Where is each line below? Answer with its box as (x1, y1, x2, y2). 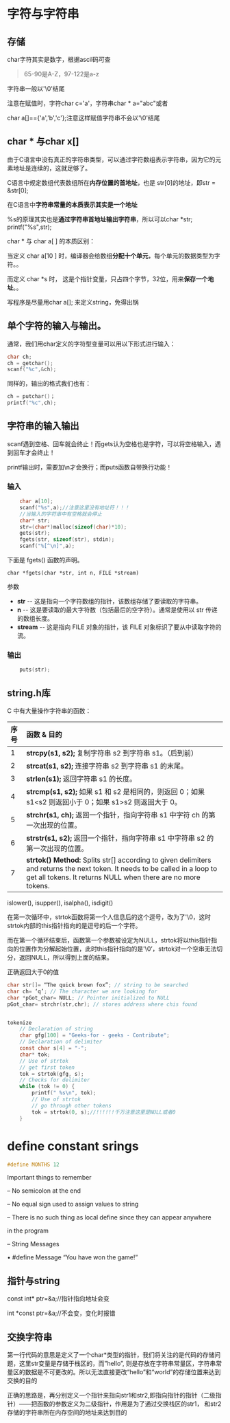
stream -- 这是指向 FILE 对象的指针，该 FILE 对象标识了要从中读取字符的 (16, 623, 222, 631)
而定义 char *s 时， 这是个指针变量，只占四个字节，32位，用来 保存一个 (7, 274, 208, 283)
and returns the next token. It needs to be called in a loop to (26, 864, 218, 874)
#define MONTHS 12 (7, 1161, 60, 1168)
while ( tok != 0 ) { (19, 1083, 75, 1090)
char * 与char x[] (7, 135, 80, 148)
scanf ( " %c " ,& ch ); (7, 366, 57, 373)
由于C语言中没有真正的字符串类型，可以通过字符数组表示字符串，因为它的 (7, 155, 216, 164)
